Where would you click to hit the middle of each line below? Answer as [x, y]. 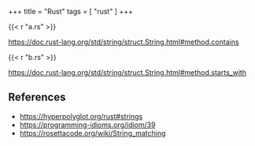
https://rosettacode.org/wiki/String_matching [92, 133]
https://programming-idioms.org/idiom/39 [87, 125]
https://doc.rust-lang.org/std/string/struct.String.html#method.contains [124, 42]
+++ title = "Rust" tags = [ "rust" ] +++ [71, 11]
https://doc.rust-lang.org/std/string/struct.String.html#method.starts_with [127, 73]
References [37, 97]
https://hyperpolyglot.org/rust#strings [81, 116]
